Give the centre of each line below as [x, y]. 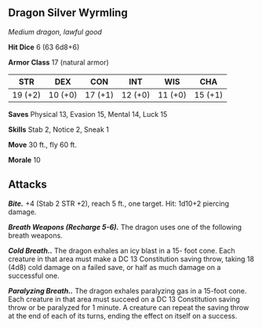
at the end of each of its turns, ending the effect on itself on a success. [123, 315]
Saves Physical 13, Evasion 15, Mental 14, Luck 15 [88, 114]
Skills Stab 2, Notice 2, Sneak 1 [59, 129]
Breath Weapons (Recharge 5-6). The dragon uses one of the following [125, 227]
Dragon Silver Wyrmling [68, 13]
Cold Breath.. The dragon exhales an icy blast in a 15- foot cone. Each [122, 250]
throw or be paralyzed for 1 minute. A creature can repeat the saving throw [129, 307]
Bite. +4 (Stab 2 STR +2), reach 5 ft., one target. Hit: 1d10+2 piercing [119, 203]
